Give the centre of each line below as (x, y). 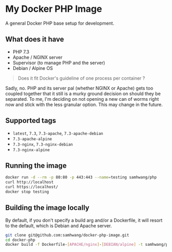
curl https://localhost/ (32, 187)
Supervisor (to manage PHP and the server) (59, 63)
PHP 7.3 (21, 51)
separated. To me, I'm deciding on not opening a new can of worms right (82, 99)
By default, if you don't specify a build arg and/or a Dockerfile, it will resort (84, 220)
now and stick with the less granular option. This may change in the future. (84, 104)
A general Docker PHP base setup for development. (60, 23)
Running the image (36, 165)
